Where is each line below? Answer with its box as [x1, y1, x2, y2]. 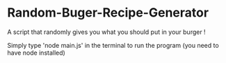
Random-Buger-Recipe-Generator [7, 5, 209, 21]
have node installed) [7, 48, 66, 57]
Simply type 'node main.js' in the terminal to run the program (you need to [7, 41, 219, 49]
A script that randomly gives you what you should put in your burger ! [7, 28, 207, 36]
